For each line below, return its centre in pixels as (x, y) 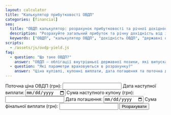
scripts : (15, 43)
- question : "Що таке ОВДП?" (41, 57)
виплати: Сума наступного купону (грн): (70, 93)
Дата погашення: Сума (111, 99)
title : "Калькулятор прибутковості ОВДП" (50, 15)
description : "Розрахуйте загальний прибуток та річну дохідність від (86, 33)
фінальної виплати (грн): (32, 106)
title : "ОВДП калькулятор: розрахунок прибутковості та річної (78, 29)
